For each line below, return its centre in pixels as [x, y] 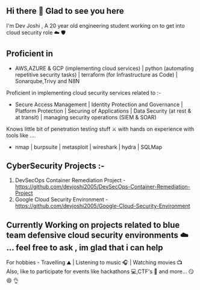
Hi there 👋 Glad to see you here [65, 11]
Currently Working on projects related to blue [93, 225]
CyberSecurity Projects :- [55, 166]
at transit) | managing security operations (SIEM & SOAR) [86, 117]
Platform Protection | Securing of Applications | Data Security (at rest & [103, 111]
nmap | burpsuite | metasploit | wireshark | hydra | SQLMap [89, 147]
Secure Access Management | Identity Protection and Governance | [99, 104]
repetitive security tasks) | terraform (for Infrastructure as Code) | [96, 74]
